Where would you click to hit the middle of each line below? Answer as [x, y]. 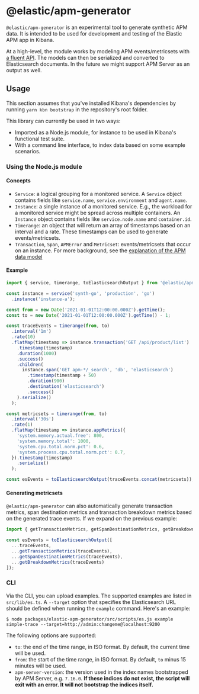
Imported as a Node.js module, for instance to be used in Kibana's [95, 132]
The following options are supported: [51, 635]
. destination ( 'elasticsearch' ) [66, 387]
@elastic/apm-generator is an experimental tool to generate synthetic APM [97, 27]
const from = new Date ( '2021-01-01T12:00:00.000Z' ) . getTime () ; [86, 310]
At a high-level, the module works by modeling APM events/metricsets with [98, 51]
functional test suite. [40, 139]
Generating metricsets [35, 493]
